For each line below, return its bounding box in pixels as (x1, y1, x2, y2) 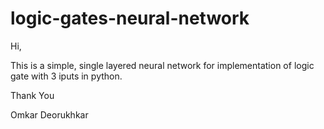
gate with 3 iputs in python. (10, 70, 123, 82)
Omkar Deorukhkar (10, 108, 89, 121)
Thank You (10, 89, 55, 101)
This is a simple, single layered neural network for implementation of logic (10, 59, 315, 71)
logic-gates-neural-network (10, 7, 250, 30)
